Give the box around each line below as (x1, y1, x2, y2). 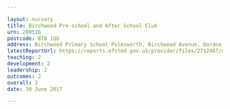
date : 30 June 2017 (7, 86, 63, 93)
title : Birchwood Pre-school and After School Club (7, 22, 157, 29)
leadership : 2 (7, 66, 48, 74)
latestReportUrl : (7, 48, 57, 54)
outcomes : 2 (7, 73, 41, 80)
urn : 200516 (7, 29, 41, 35)
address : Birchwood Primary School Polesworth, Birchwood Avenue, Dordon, (7, 42, 225, 48)
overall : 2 (7, 79, 38, 86)
